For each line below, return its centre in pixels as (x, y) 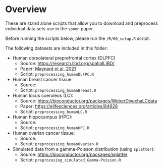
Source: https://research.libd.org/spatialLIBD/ (67, 63)
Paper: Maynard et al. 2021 (48, 69)
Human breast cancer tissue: (43, 79)
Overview (26, 9)
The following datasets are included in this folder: (57, 48)
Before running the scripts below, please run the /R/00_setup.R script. (78, 38)
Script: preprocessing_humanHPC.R (55, 128)
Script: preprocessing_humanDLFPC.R (57, 74)
